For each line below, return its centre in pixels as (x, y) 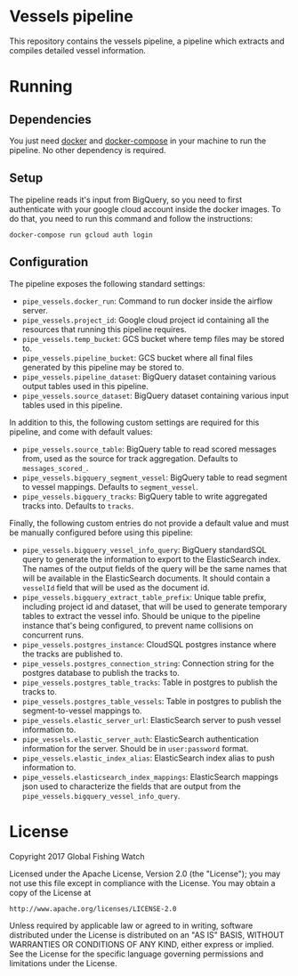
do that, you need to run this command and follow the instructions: (131, 218)
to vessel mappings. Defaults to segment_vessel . (110, 486)
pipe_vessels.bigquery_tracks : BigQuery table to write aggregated (145, 496)
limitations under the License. (63, 963)
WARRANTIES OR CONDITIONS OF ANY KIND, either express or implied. (141, 944)
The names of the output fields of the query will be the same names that (154, 568)
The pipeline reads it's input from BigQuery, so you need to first (126, 199)
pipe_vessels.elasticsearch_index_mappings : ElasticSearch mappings (150, 777)
